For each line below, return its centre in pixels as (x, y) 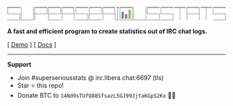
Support (19, 64)
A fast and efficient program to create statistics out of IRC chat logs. (107, 31)
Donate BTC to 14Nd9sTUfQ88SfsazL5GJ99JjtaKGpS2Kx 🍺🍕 (96, 95)
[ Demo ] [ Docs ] (32, 44)
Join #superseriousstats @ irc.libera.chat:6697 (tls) (90, 77)
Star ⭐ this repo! (41, 85)
